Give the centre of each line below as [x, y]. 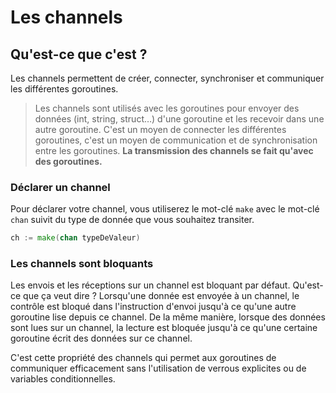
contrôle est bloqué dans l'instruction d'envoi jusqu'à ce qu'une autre [153, 307]
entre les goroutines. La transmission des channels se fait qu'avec [174, 150]
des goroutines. [68, 161]
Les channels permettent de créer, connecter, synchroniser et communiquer [167, 78]
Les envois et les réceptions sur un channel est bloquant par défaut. [150, 285]
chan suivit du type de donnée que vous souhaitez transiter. [132, 220]
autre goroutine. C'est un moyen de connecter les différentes [160, 129]
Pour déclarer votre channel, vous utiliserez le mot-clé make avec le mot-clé [165, 209]
